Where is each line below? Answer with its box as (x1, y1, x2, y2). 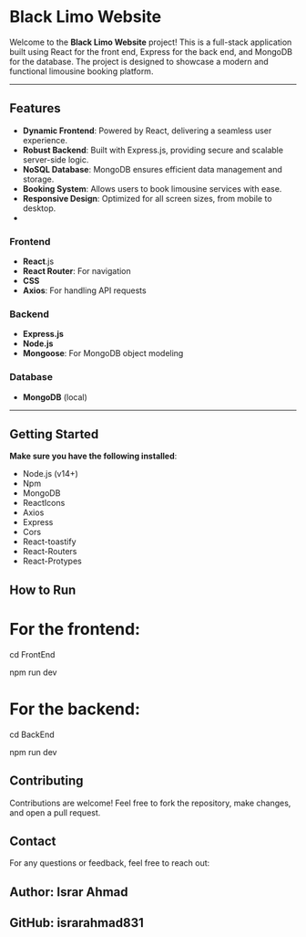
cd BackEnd (9, 729, 55, 740)
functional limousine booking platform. (9, 66, 154, 77)
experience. (22, 134, 68, 145)
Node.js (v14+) (22, 468, 79, 479)
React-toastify (22, 536, 76, 547)
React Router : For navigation (22, 266, 132, 277)
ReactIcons (22, 498, 66, 509)
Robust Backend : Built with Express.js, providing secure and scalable (22, 144, 284, 155)
